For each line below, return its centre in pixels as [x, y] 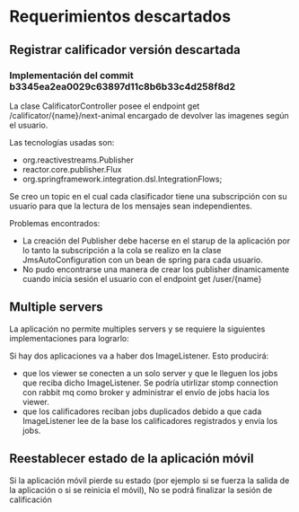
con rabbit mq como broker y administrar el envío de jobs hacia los [146, 392]
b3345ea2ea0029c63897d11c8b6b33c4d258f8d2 [123, 86]
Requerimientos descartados [120, 17]
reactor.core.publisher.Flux [72, 169]
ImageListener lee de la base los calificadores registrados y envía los [150, 420]
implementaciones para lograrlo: [69, 338]
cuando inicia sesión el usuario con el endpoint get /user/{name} [142, 278]
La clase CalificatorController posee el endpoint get [105, 106]
